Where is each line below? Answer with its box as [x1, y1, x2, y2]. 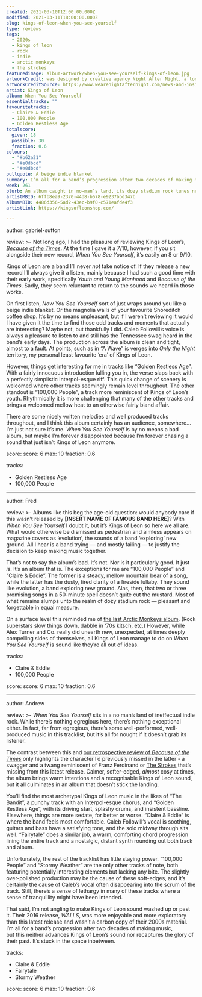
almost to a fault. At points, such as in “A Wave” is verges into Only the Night [6, 345, 195, 352]
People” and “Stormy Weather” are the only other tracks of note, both [6, 862, 179, 869]
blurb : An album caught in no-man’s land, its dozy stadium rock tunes [6, 188, 189, 194]
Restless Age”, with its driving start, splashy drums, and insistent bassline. [6, 805, 189, 813]
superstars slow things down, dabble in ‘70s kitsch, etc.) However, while [6, 622, 185, 630]
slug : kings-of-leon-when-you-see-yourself [6, 20, 117, 26]
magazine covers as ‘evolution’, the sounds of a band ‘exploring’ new [6, 534, 177, 542]
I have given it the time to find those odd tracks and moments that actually [6, 319, 190, 327]
